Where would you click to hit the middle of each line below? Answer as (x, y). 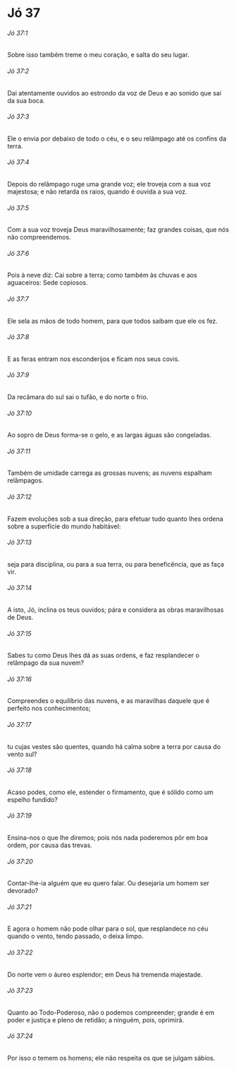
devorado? (23, 891)
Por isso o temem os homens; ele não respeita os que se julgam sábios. (111, 1058)
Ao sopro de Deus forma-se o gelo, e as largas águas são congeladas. (110, 435)
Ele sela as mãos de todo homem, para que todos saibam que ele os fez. (113, 321)
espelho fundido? (33, 799)
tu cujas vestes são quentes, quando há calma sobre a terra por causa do (114, 746)
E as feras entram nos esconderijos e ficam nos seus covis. (93, 359)
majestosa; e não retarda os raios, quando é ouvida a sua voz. (98, 191)
